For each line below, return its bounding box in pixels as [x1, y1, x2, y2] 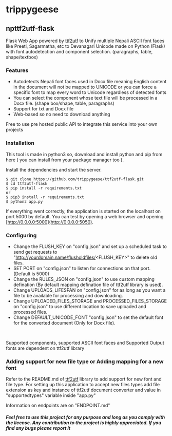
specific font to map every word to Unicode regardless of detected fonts [13, 89, 166, 96]
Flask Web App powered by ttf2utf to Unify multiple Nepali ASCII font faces [6, 37, 165, 44]
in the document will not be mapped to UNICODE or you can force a [13, 84, 157, 90]
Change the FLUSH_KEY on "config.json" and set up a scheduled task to [13, 243, 167, 250]
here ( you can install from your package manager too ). [6, 157, 124, 163]
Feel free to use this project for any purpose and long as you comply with [6, 414, 165, 420]
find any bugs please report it [6, 425, 71, 431]
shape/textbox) [6, 54, 38, 60]
